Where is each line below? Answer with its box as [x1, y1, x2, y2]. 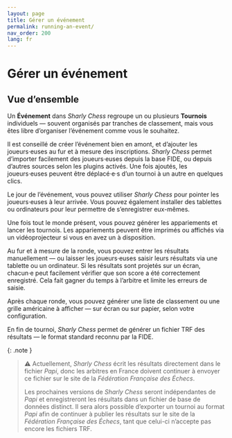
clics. [7, 177, 23, 185]
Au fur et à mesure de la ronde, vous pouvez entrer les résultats [7, 247, 189, 255]
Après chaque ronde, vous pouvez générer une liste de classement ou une [7, 297, 220, 305]
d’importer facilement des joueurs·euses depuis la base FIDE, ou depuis [7, 155, 213, 163]
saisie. [7, 284, 26, 292]
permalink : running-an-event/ [7, 23, 95, 30]
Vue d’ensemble [7, 93, 80, 105]
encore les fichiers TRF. [24, 425, 92, 433]
